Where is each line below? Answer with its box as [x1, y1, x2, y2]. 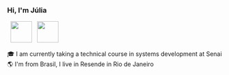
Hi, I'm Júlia [7, 5, 47, 15]
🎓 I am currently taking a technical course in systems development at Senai [7, 50, 222, 58]
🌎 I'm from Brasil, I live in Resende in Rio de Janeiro [7, 60, 154, 68]
